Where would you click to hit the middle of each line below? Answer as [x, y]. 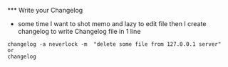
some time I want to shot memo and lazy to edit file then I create [112, 24]
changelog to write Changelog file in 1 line [79, 31]
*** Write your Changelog [45, 10]
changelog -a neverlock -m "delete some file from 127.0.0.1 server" [114, 44]
